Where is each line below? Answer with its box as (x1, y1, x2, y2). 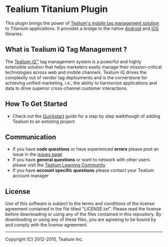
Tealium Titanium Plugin (5, 4, 108, 15)
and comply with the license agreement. (5, 222, 88, 228)
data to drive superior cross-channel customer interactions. (5, 85, 128, 91)
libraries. (5, 31, 23, 37)
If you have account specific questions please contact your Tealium (12, 167, 154, 173)
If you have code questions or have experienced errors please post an (12, 146, 159, 152)
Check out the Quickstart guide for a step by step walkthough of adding (12, 113, 160, 119)
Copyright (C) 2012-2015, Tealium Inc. (5, 236, 83, 242)
